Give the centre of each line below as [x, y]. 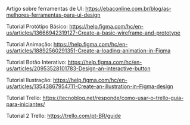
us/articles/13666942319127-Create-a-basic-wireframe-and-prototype [93, 33]
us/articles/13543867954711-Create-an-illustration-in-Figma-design [90, 86]
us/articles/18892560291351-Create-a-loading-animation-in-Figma [88, 51]
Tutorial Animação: [29, 44]
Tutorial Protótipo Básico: [37, 26]
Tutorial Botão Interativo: [36, 62]
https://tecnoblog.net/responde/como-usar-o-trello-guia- [113, 98]
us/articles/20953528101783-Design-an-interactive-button [78, 68]
